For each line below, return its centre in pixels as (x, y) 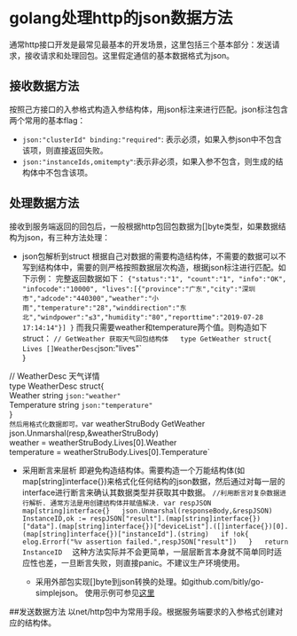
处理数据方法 (44, 204)
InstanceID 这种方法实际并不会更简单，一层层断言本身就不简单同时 (148, 552)
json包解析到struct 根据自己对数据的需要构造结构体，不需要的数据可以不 (154, 256)
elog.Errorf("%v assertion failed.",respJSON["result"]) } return (155, 542)
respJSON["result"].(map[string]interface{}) (176, 518)
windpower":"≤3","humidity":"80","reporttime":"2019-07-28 (152, 317)
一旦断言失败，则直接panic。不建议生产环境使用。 (153, 562)
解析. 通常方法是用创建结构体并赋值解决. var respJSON (120, 503)
